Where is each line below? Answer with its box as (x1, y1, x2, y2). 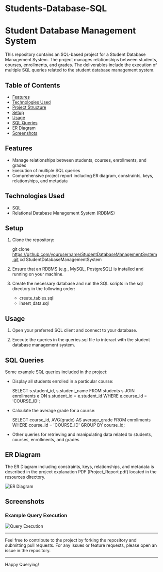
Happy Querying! (5, 561, 39, 567)
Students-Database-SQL (5, 3, 107, 14)
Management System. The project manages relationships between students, (5, 57, 158, 63)
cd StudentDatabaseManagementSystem (19, 257, 102, 262)
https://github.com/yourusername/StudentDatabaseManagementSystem (12, 251, 157, 258)
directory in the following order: (12, 286, 75, 292)
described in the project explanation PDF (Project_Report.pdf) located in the (5, 468, 157, 474)
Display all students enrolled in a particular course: (12, 379, 114, 384)
